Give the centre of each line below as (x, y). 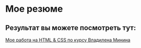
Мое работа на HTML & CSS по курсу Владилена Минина (68, 40)
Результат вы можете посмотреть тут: (71, 28)
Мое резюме (34, 9)
